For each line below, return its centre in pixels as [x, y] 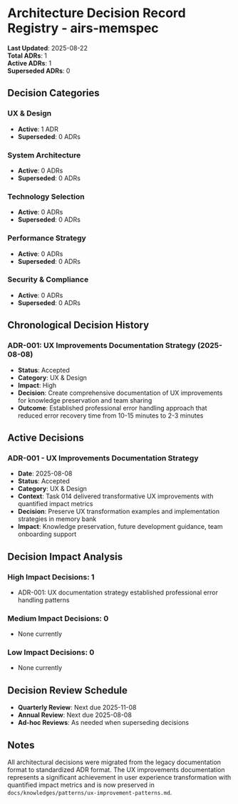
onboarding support [47, 534]
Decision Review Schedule [68, 690]
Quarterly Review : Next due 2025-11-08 [77, 708]
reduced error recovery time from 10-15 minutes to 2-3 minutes [110, 416]
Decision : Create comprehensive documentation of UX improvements [120, 393]
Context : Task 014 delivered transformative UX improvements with [115, 496]
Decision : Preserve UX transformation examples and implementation [119, 512]
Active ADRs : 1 [30, 63]
